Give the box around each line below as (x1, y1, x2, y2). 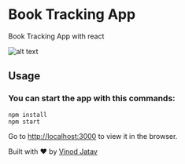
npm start (8, 118, 41, 126)
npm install (8, 111, 47, 118)
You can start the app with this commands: (8, 93, 176, 104)
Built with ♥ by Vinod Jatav (8, 147, 98, 156)
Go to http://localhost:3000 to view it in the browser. (8, 131, 178, 140)
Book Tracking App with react (8, 31, 105, 41)
